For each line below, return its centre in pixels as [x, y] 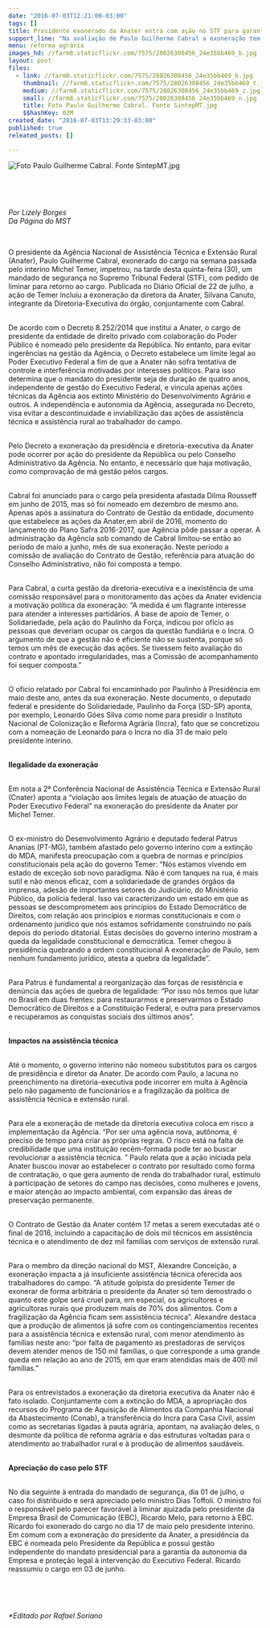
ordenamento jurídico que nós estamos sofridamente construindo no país [130, 924]
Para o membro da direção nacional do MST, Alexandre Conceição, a [123, 1265]
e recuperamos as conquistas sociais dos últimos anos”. [101, 1016]
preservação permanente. [51, 1200]
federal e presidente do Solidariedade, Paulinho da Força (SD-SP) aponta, [131, 706]
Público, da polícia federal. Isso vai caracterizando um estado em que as [129, 898]
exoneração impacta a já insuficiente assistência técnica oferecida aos [125, 1274]
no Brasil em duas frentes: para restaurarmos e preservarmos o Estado [126, 999]
